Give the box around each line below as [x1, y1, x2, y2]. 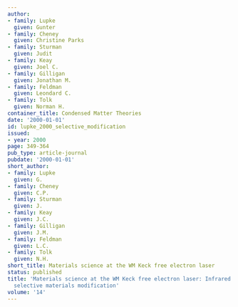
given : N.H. [14, 256, 50, 263]
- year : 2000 [7, 136, 46, 143]
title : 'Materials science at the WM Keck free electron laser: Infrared [7, 275, 232, 282]
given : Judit [14, 51, 53, 58]
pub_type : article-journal [7, 150, 88, 157]
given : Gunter [14, 24, 56, 31]
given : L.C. [14, 242, 50, 249]
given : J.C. [14, 216, 50, 223]
